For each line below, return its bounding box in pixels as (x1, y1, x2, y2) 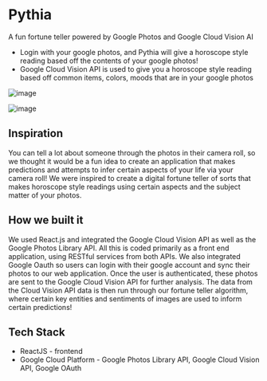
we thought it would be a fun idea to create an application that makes (8, 156, 236, 166)
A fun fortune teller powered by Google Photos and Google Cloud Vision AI (8, 32, 253, 41)
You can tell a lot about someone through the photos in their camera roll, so (8, 147, 256, 157)
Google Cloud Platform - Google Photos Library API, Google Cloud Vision (19, 355, 260, 364)
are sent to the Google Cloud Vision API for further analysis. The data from (8, 277, 253, 286)
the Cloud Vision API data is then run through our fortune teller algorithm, (8, 285, 249, 295)
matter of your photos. (8, 190, 82, 200)
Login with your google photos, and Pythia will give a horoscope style (19, 47, 249, 57)
